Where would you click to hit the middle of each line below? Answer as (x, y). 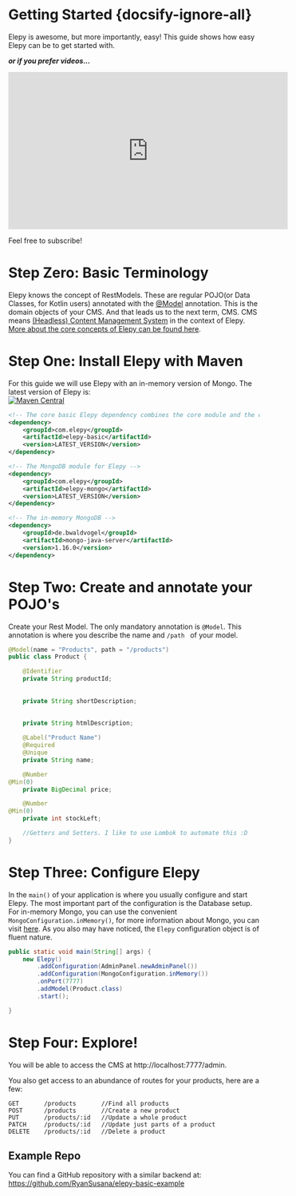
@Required (39, 745)
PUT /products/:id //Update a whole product (98, 1117)
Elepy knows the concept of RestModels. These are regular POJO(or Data (129, 295)
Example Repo (45, 1156)
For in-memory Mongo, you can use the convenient (93, 912)
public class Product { (48, 657)
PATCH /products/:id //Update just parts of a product (112, 1124)
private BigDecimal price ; (67, 789)
